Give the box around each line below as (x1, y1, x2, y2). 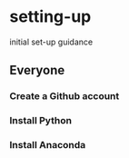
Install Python (9, 114, 73, 127)
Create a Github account (9, 90, 120, 103)
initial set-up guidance (9, 36, 94, 47)
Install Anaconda (9, 139, 86, 152)
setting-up (9, 6, 92, 27)
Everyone (9, 63, 65, 78)
